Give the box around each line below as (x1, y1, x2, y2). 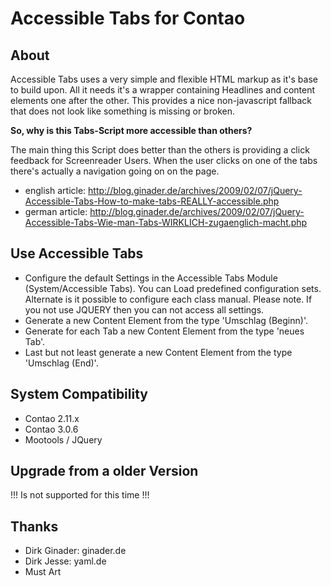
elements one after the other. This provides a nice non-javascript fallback (10, 95, 312, 106)
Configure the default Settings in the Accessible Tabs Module (24, 272, 278, 284)
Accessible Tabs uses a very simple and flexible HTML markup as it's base (10, 73, 318, 85)
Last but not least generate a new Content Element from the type (24, 346, 293, 358)
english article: (24, 185, 87, 196)
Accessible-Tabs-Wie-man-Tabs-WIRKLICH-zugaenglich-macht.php (24, 217, 308, 228)
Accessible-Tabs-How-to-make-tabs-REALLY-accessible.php (24, 195, 280, 207)
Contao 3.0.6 (24, 423, 79, 435)
